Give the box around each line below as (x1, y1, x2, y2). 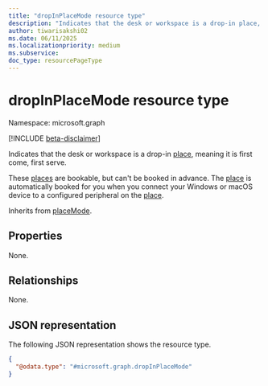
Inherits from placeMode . (8, 206, 93, 216)
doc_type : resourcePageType (8, 57, 103, 65)
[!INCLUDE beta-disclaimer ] (8, 133, 101, 143)
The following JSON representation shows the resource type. (8, 339, 212, 350)
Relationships (8, 274, 79, 288)
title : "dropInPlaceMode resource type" (8, 11, 146, 20)
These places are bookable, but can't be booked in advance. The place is (8, 173, 252, 183)
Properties (8, 229, 63, 243)
